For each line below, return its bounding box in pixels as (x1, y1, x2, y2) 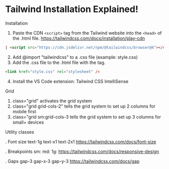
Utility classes (5, 129, 34, 135)
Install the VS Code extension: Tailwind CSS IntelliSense (12, 78, 129, 84)
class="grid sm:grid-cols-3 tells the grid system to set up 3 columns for (12, 114, 161, 120)
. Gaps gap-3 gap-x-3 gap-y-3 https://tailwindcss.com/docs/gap (5, 158, 140, 164)
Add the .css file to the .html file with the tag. (12, 59, 106, 65)
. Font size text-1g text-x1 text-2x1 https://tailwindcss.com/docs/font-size (5, 138, 156, 144)
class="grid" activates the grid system (12, 98, 92, 104)
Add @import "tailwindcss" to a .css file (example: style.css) (12, 54, 138, 60)
